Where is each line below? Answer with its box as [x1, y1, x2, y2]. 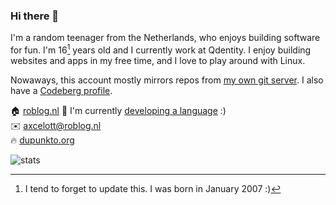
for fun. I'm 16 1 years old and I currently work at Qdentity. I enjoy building [10, 42, 312, 56]
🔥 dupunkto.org [10, 134, 75, 146]
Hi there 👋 [10, 9, 60, 23]
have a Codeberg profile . [10, 84, 113, 96]
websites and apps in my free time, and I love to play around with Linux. [10, 54, 306, 66]
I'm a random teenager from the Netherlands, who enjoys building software [10, 32, 321, 44]
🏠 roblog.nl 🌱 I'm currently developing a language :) [10, 104, 227, 116]
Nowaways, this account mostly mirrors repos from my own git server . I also [10, 74, 324, 86]
